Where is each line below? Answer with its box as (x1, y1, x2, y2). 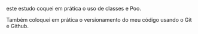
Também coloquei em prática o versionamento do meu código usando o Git (6, 16, 192, 23)
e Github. (6, 23, 29, 29)
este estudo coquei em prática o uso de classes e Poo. (6, 5, 142, 12)
